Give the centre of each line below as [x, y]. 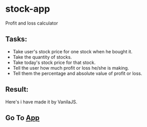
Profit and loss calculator [32, 23]
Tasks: [16, 39]
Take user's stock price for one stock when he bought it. [72, 51]
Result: [17, 89]
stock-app [28, 9]
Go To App [22, 118]
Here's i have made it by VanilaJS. [41, 102]
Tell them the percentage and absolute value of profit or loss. [77, 73]
